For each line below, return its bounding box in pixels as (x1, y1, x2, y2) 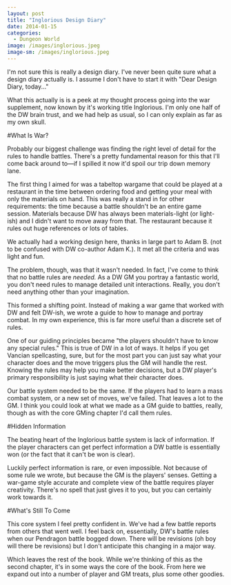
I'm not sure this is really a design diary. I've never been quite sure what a (7, 67, 217, 76)
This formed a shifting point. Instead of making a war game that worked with (7, 301, 224, 309)
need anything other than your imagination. (7, 288, 130, 296)
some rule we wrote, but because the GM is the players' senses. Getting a (7, 471, 217, 479)
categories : (7, 29, 41, 37)
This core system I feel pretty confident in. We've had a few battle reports (7, 519, 217, 528)
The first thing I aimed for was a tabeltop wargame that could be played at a (7, 180, 223, 188)
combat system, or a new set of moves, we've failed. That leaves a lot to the (7, 393, 223, 402)
